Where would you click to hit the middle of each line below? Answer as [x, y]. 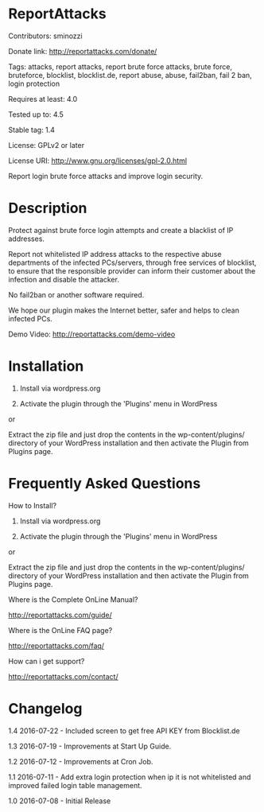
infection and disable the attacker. [64, 279]
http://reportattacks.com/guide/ [60, 615]
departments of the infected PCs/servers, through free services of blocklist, [132, 262]
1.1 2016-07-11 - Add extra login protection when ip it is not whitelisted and [130, 777]
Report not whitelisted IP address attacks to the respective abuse [115, 254]
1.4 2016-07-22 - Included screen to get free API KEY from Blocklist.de [124, 730]
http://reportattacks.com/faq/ [56, 646]
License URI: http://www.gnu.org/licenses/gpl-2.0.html [98, 161]
